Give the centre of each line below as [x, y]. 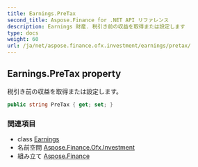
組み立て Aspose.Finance [53, 156]
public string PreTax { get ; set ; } [60, 105]
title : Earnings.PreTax [42, 14]
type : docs [23, 33]
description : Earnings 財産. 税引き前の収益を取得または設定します [96, 26]
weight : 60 [23, 39]
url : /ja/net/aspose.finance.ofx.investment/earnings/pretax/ [99, 46]
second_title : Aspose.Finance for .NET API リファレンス [88, 20]
